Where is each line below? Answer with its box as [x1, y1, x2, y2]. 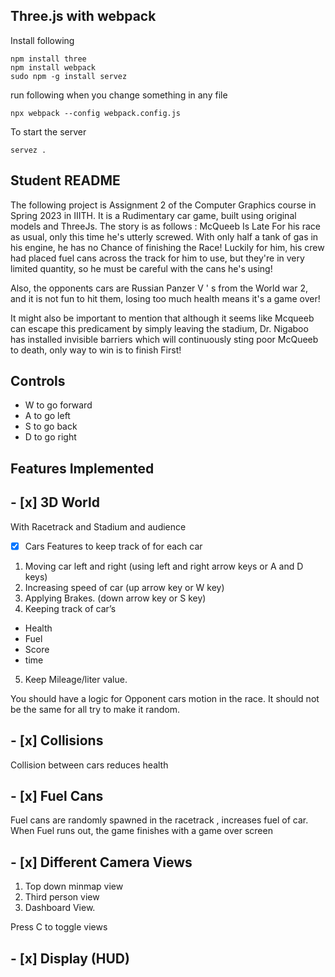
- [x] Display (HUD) [10, 950, 130, 967]
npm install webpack [10, 62, 97, 73]
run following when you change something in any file [10, 89, 228, 101]
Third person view [24, 891, 100, 903]
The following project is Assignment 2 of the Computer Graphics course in [10, 199, 317, 211]
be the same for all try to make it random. [10, 703, 181, 715]
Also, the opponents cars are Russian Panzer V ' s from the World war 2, [10, 282, 309, 294]
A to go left [24, 410, 71, 422]
